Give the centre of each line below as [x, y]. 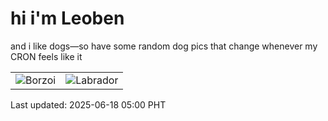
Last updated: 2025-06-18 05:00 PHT [88, 104]
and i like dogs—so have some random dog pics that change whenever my [164, 46]
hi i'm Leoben [67, 18]
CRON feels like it [46, 56]
